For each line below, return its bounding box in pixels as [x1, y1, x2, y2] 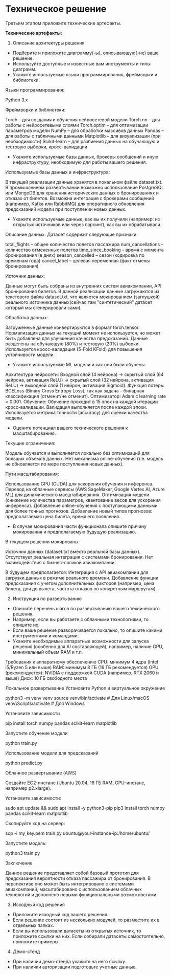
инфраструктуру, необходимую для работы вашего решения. [12, 159, 147, 165]
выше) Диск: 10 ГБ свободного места [5, 675, 87, 681]
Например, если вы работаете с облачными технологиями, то [12, 616, 149, 622]
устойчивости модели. [5, 351, 55, 358]
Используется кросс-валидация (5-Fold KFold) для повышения [5, 346, 142, 352]
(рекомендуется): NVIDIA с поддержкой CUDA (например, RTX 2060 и [5, 670, 159, 676]
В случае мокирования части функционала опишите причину [12, 523, 146, 529]
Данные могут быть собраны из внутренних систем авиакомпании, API [5, 282, 162, 289]
